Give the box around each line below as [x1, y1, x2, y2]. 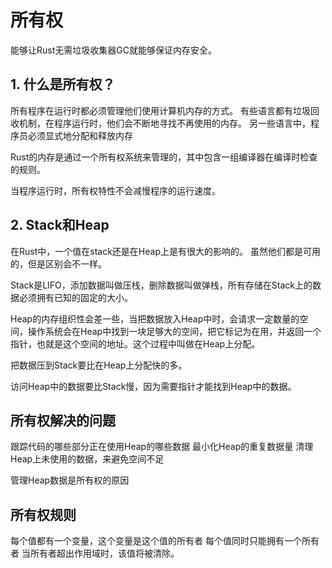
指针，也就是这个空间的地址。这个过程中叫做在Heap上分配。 [10, 337, 261, 350]
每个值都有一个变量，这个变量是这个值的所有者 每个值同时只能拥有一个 [10, 535, 302, 547]
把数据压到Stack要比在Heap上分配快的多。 [10, 359, 188, 371]
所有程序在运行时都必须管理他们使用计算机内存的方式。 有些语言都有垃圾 [10, 104, 311, 116]
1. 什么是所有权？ [10, 76, 116, 93]
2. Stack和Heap [10, 217, 110, 234]
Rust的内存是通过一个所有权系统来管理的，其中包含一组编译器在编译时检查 [10, 151, 318, 163]
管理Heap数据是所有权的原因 [10, 474, 130, 486]
